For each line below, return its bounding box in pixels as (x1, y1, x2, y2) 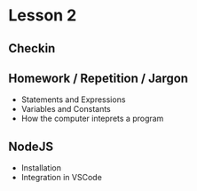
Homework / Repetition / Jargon (8, 70, 188, 85)
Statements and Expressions (20, 94, 126, 105)
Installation (20, 163, 62, 173)
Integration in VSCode (20, 172, 103, 183)
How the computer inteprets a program (20, 113, 164, 124)
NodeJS (8, 139, 54, 154)
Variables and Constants (20, 104, 112, 115)
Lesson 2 (8, 5, 77, 26)
